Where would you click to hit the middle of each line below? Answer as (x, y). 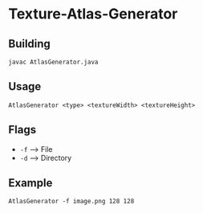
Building (29, 44)
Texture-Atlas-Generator (93, 14)
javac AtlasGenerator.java (53, 62)
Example (30, 183)
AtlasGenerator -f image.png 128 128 (71, 202)
